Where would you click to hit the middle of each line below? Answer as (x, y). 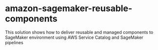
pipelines (14, 42)
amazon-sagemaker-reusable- (69, 8)
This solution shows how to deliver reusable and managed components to (79, 32)
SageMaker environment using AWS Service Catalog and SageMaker (74, 37)
